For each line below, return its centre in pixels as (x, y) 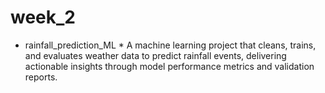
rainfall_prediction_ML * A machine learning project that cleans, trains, (170, 45)
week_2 (43, 17)
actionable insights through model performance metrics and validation (169, 66)
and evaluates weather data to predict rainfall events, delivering (155, 55)
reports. (41, 77)
